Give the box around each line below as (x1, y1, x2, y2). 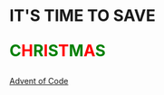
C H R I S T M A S (9, 41, 106, 62)
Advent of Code (9, 76, 69, 87)
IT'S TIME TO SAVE (9, 5, 156, 26)
